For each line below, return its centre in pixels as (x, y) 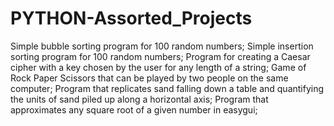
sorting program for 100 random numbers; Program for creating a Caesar (160, 56)
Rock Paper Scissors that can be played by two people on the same (149, 78)
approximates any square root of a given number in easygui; (134, 109)
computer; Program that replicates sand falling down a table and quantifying (167, 88)
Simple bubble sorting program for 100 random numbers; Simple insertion (162, 46)
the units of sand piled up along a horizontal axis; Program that (139, 99)
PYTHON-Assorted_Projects (131, 18)
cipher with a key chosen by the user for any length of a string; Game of (158, 67)
